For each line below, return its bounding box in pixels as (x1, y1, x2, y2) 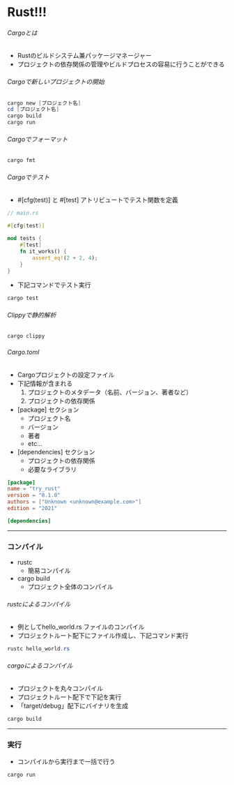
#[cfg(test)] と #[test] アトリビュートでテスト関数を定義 (17, 196, 179, 204)
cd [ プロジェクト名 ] (7, 106, 60, 113)
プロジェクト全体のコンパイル (27, 583, 114, 591)
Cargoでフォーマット (7, 135, 68, 143)
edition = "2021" (7, 505, 58, 512)
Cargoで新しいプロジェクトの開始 (7, 77, 104, 86)
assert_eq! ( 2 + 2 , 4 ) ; (32, 254, 98, 262)
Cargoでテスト (7, 172, 50, 181)
